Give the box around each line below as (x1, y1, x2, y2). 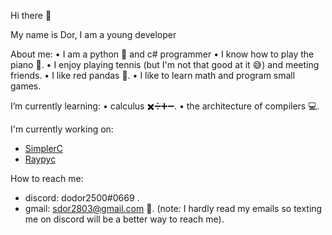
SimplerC (24, 143, 64, 154)
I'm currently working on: (10, 123, 114, 135)
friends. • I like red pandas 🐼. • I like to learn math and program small (10, 70, 296, 81)
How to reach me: (10, 173, 84, 184)
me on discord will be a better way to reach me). (24, 213, 225, 225)
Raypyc (24, 153, 57, 165)
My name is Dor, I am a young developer (10, 29, 177, 40)
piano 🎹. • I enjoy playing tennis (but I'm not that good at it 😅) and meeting (10, 59, 320, 70)
